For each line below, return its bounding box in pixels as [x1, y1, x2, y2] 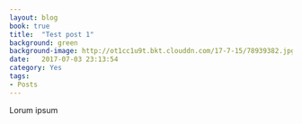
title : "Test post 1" [9, 30, 94, 39]
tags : [9, 72, 30, 81]
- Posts [9, 80, 39, 89]
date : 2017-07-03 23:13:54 [9, 55, 119, 64]
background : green [9, 38, 78, 48]
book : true [9, 22, 50, 31]
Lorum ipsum [9, 104, 58, 115]
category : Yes [9, 64, 63, 73]
